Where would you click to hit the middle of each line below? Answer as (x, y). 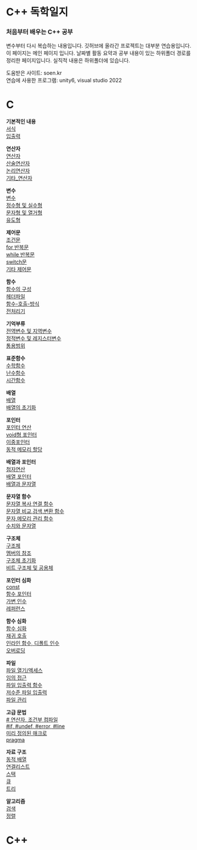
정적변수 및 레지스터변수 (34, 338)
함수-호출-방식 (23, 304)
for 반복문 (18, 247)
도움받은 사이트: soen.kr (34, 73)
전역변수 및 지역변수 (29, 331)
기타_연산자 (19, 178)
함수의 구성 (19, 289)
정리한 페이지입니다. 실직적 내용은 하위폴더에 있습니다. (68, 61)
